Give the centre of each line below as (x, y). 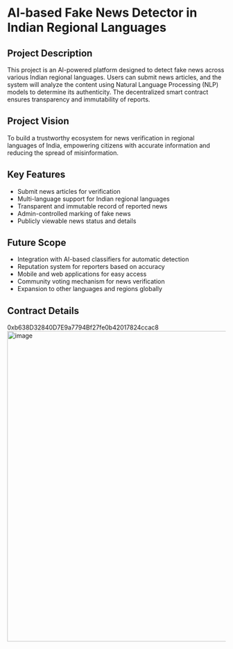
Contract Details (43, 311)
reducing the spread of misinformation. (63, 153)
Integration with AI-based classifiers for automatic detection (103, 259)
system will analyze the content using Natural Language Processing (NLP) (113, 84)
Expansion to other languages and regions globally (90, 289)
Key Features (36, 175)
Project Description (50, 53)
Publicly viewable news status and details (77, 221)
